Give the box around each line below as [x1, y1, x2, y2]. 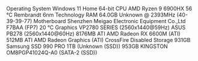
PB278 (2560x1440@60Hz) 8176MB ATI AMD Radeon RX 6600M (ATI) [6, 30, 181, 37]
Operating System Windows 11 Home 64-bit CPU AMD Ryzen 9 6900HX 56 [6, 5, 193, 12]
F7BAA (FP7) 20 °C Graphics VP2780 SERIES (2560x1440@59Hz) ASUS [6, 24, 186, 31]
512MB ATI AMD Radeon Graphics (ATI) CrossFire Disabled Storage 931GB [6, 37, 191, 43]
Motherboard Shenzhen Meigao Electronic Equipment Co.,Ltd [33, 18, 186, 24]
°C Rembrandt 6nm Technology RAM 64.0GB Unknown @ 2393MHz [6, 11, 176, 18]
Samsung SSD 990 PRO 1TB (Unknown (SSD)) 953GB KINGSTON [6, 43, 169, 50]
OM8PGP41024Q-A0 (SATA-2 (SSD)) [6, 49, 97, 56]
